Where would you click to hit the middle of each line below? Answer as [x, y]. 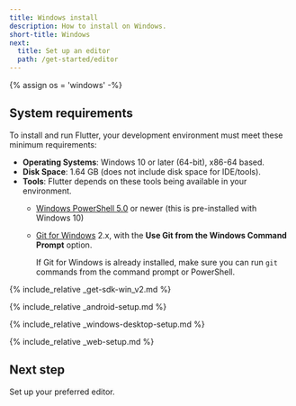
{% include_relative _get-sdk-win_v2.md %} [90, 289]
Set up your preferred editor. [62, 392]
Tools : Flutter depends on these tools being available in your [135, 181]
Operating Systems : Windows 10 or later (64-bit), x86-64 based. [144, 162]
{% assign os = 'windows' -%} [66, 85]
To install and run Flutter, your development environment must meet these [146, 135]
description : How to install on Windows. [88, 26]
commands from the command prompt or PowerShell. [135, 272]
